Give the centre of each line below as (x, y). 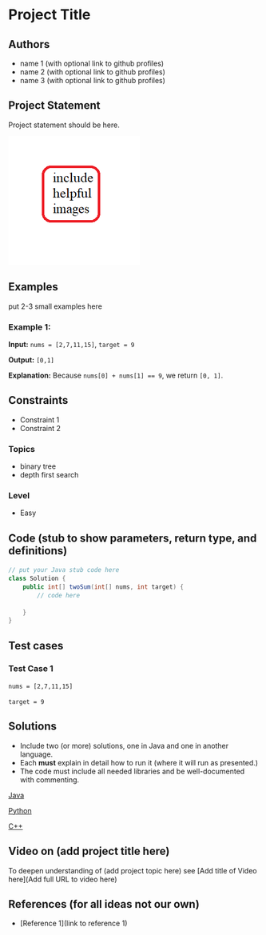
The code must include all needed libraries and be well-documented (132, 771)
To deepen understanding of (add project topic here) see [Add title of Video (133, 870)
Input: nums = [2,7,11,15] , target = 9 (71, 344)
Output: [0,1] (31, 360)
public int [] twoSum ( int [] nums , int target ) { (103, 587)
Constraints (38, 400)
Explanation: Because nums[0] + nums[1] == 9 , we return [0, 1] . (116, 375)
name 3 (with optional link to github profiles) (93, 80)
